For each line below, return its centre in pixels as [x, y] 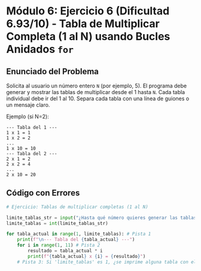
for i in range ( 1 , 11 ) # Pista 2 [59, 245]
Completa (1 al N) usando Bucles [88, 37]
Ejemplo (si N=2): [28, 116]
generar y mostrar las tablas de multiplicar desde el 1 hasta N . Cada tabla [96, 92]
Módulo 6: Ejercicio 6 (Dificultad [88, 11]
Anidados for [40, 49]
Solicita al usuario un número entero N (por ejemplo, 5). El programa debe [97, 86]
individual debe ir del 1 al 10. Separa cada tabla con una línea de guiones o [98, 98]
